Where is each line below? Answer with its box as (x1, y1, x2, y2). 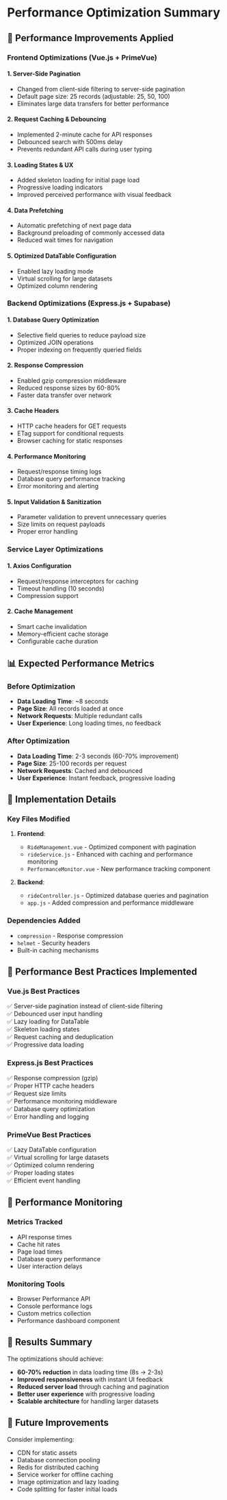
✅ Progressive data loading (7, 1040, 84, 1049)
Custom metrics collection (16, 1309, 91, 1318)
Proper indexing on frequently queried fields (16, 345, 142, 354)
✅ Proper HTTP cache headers (7, 1082, 94, 1090)
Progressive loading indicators (16, 183, 103, 191)
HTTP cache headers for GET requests (16, 422, 126, 430)
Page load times (16, 1247, 63, 1256)
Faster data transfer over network (16, 391, 112, 399)
